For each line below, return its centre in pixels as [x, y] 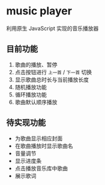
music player [39, 11]
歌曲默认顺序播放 [36, 102]
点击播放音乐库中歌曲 [41, 168]
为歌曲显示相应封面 [39, 138]
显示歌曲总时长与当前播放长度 [52, 80]
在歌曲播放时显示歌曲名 [44, 145]
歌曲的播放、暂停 [36, 65]
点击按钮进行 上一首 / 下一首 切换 [53, 72]
